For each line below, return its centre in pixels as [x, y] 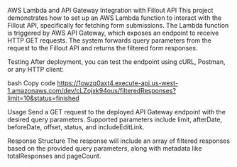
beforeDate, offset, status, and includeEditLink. [76, 127]
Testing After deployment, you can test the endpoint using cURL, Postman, [116, 62]
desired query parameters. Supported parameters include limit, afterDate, [115, 119]
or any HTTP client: [35, 69]
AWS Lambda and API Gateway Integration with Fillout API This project [110, 10]
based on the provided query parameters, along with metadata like [105, 148]
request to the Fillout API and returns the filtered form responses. [103, 48]
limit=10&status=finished [43, 98]
